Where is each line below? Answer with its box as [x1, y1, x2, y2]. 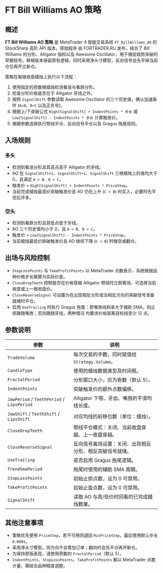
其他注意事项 [5, 519, 44, 527]
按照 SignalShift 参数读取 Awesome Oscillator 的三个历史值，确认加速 [12, 96, 153, 102]
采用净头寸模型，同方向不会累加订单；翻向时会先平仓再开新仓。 [12, 545, 140, 551]
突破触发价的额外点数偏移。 [73, 386, 137, 392]
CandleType [7, 368, 33, 373]
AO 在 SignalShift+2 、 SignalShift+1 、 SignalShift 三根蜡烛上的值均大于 [12, 170, 158, 176]
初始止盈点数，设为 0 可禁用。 [73, 484, 143, 491]
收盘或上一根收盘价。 [12, 286, 55, 292]
